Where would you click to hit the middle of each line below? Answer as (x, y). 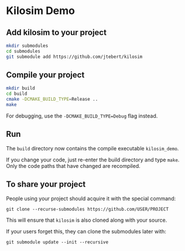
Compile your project (45, 75)
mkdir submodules (27, 46)
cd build (17, 94)
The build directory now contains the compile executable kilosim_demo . (92, 148)
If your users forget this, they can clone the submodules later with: (86, 231)
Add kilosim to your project (56, 32)
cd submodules (23, 51)
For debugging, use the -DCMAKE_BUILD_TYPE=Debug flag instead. (82, 116)
